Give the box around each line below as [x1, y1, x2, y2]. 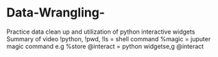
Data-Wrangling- [6, 5, 106, 21]
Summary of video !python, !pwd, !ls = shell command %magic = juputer [6, 34, 211, 43]
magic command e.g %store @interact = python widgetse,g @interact [6, 42, 204, 50]
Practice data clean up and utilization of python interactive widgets [6, 27, 195, 36]
